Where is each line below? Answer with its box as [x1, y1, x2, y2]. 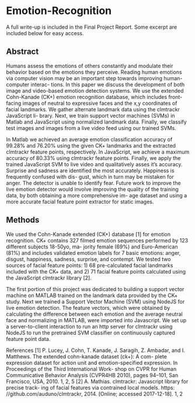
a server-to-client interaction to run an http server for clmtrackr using [6, 323, 173, 330]
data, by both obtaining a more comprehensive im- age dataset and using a [6, 192, 187, 199]
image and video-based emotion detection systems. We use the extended [6, 87, 184, 94]
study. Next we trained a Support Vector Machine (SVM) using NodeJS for [6, 298, 185, 305]
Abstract [6, 47, 39, 57]
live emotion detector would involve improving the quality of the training [6, 186, 179, 193]
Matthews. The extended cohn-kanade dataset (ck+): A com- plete [6, 353, 168, 360]
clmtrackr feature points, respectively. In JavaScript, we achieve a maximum [6, 148, 190, 155]
